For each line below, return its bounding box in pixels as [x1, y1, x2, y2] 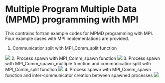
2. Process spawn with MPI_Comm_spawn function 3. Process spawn [11, 55, 161, 61]
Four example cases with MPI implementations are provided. [5, 36, 130, 41]
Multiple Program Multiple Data [5, 3, 137, 15]
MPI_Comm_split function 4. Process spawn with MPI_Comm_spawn [5, 66, 151, 72]
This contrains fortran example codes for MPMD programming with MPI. [5, 30, 154, 36]
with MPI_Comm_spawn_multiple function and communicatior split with [5, 60, 151, 66]
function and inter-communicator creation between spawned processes [5, 72, 153, 78]
